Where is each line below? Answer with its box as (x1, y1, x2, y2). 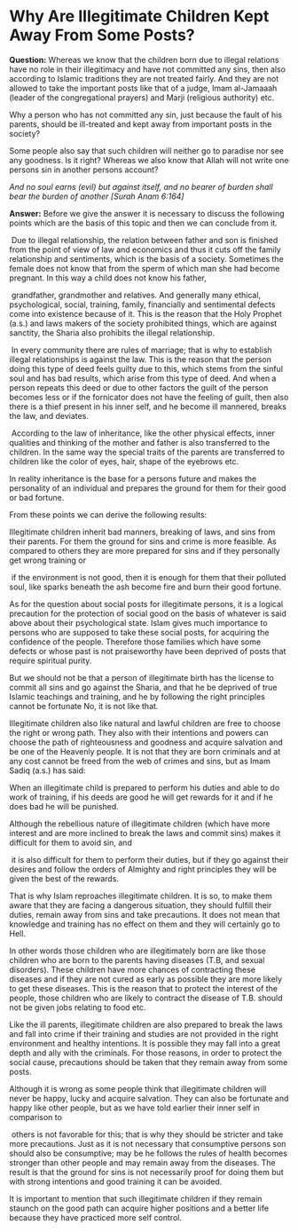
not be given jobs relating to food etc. (9, 1001, 146, 1013)
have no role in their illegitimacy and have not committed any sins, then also (9, 64, 286, 75)
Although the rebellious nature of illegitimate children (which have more (9, 818, 271, 829)
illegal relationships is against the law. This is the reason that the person (9, 353, 272, 365)
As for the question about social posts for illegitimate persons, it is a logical (9, 598, 284, 609)
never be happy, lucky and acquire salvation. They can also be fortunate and (9, 1093, 289, 1103)
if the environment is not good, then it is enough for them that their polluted (11, 572, 286, 582)
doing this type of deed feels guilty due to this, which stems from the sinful (9, 363, 284, 374)
